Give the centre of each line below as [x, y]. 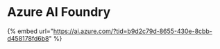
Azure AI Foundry [59, 12]
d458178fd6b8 [28, 38]
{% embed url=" [31, 31]
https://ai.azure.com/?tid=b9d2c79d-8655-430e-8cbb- [133, 31]
